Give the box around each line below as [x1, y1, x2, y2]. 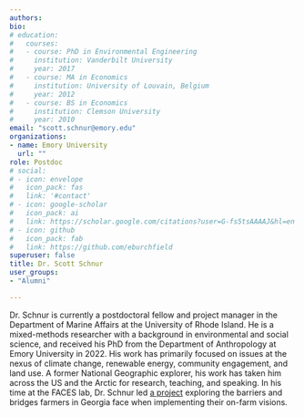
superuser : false [9, 251, 76, 260]
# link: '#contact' [9, 192, 92, 201]
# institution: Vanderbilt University [9, 56, 173, 65]
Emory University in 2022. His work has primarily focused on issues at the [9, 348, 288, 359]
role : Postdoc [9, 157, 64, 167]
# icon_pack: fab [9, 234, 84, 243]
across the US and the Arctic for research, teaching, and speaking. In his [9, 377, 282, 388]
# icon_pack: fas [9, 183, 84, 193]
